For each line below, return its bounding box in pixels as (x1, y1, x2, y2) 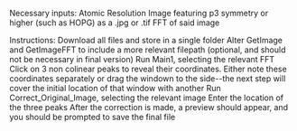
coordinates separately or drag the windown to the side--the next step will (9, 73, 286, 84)
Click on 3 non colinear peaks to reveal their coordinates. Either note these (9, 63, 287, 74)
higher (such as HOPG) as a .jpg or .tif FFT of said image (9, 17, 220, 28)
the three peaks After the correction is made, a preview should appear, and (9, 102, 289, 112)
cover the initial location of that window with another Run (9, 83, 221, 93)
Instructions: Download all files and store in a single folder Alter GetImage (9, 35, 283, 45)
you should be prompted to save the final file (9, 112, 176, 122)
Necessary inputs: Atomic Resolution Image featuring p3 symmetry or (9, 8, 269, 18)
